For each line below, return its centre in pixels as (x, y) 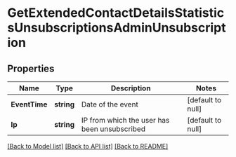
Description (131, 88)
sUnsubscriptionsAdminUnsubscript (117, 28)
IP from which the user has (125, 120)
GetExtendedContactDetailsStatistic (116, 13)
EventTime (29, 104)
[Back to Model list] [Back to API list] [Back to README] (88, 146)
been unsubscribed (113, 129)
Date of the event (110, 104)
